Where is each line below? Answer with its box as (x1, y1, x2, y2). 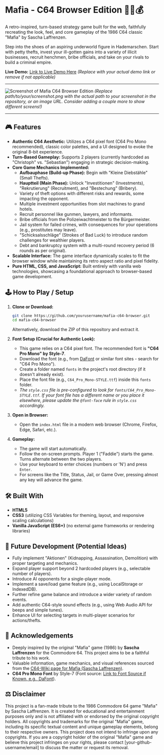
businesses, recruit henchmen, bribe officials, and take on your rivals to (5, 54, 149, 60)
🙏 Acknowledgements (5, 632, 74, 640)
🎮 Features (5, 123, 41, 132)
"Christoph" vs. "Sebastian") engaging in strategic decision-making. (12, 159, 150, 165)
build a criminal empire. (5, 59, 52, 65)
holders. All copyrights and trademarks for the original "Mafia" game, (5, 718, 144, 724)
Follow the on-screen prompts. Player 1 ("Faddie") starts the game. (19, 451, 154, 457)
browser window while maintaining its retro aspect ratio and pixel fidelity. (12, 258, 159, 264)
